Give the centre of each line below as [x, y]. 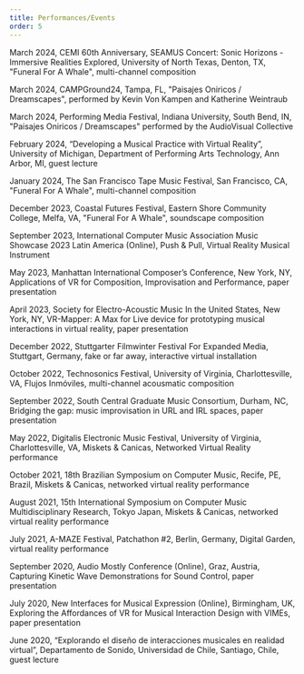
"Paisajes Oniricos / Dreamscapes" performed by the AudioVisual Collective [151, 126]
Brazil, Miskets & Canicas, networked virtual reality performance [129, 484]
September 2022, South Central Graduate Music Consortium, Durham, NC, [149, 400]
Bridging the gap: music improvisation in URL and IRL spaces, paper [137, 410]
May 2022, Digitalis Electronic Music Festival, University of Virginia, [135, 438]
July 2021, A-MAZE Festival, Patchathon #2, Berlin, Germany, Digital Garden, [152, 538]
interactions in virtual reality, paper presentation [99, 328]
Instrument [29, 255]
